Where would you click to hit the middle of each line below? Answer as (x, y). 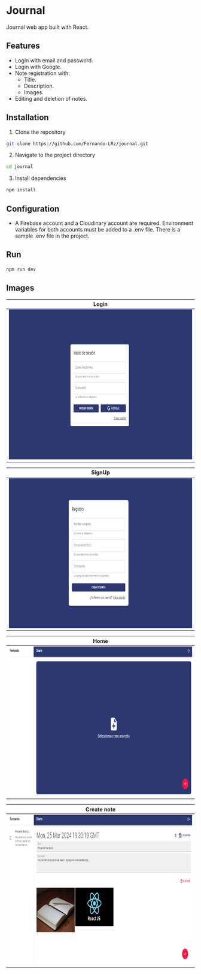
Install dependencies (41, 178)
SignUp (100, 473)
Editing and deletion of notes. (51, 98)
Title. (30, 79)
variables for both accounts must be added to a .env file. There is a (98, 229)
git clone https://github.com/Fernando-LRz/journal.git (77, 144)
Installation (28, 118)
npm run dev (21, 269)
